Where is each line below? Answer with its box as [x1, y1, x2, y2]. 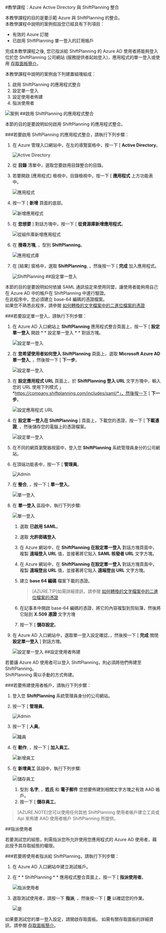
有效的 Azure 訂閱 [12, 32, 49, 37]
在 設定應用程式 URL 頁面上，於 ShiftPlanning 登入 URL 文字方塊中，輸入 [12, 378, 161, 384]
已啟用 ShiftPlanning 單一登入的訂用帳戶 [12, 38, 94, 44]
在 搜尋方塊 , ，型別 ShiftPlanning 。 [12, 242, 85, 248]
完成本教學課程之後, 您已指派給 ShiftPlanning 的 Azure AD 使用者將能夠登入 [5, 48, 159, 54]
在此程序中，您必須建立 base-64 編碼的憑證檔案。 [5, 296, 108, 302]
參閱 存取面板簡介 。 [18, 923, 58, 928]
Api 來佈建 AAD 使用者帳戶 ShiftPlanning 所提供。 [17, 815, 119, 821]
